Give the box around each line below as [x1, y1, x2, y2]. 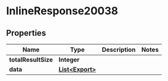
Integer [58, 55, 80, 64]
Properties [6, 28, 46, 38]
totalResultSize [9, 55, 53, 64]
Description [102, 46, 136, 54]
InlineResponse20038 [6, 4, 119, 18]
